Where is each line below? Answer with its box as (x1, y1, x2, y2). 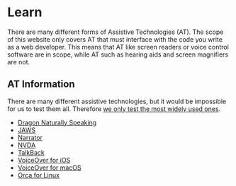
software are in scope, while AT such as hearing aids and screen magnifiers (7, 50, 229, 59)
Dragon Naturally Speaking (17, 118, 97, 127)
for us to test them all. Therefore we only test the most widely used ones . (7, 104, 221, 113)
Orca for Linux (17, 170, 60, 179)
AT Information (7, 79, 75, 91)
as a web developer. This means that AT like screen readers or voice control (7, 42, 229, 51)
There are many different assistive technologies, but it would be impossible (7, 97, 227, 105)
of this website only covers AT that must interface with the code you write (7, 35, 223, 43)
